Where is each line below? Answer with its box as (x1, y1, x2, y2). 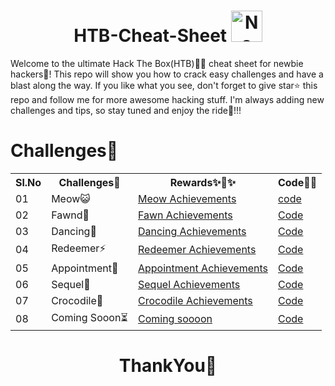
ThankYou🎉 (118, 355, 218, 377)
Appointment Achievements (137, 261, 268, 275)
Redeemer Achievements (137, 243, 257, 257)
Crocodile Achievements (137, 293, 253, 307)
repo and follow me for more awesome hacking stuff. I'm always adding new (10, 93, 325, 105)
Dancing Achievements (137, 224, 247, 238)
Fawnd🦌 (51, 208, 90, 222)
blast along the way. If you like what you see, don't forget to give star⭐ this (10, 79, 318, 91)
